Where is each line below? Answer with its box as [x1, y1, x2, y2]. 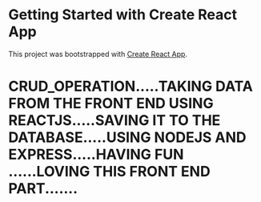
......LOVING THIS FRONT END [8, 163, 211, 181]
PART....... [8, 180, 78, 198]
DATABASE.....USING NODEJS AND [8, 128, 247, 147]
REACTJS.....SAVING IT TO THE [8, 111, 221, 130]
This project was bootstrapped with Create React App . [8, 49, 188, 59]
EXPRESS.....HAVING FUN [8, 146, 184, 164]
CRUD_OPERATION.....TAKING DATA [8, 78, 254, 95]
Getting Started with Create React [8, 6, 238, 24]
